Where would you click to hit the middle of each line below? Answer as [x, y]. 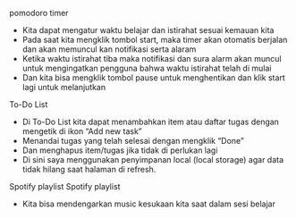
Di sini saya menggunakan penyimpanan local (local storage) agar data [153, 159]
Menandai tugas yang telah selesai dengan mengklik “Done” [133, 141]
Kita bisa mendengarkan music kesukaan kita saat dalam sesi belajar [148, 204]
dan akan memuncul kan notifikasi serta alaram [109, 49]
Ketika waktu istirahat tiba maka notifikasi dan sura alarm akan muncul [152, 59]
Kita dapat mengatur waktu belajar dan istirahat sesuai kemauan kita [148, 30]
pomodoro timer [39, 13]
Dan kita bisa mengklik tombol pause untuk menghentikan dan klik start [154, 78]
